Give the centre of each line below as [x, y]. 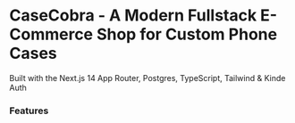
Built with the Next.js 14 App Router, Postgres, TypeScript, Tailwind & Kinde [147, 78]
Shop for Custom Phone [187, 34]
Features [29, 111]
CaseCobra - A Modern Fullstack [133, 16]
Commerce [51, 34]
